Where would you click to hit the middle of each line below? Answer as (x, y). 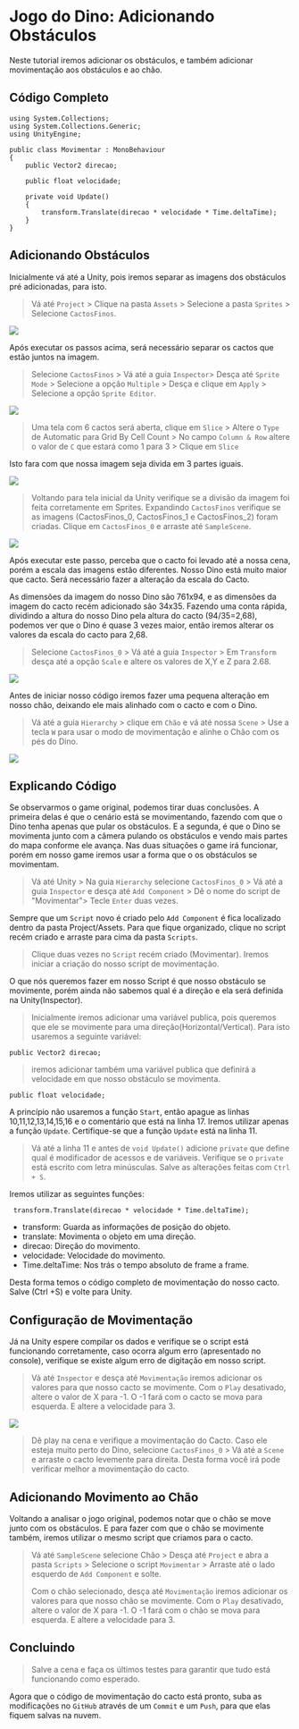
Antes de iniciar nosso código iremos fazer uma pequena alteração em (139, 696)
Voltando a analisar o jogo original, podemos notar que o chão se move (140, 1518)
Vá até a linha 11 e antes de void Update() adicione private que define (160, 1148)
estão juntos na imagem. (54, 357)
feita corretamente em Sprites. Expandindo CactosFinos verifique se (156, 507)
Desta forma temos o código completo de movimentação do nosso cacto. (144, 1282)
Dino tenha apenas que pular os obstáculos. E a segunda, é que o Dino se (145, 827)
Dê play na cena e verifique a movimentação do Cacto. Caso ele (149, 1440)
